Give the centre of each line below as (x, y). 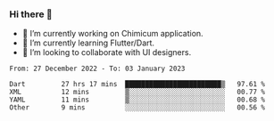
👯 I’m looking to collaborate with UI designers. (107, 52)
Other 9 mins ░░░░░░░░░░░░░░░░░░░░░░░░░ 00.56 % (137, 108)
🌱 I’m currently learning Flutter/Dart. (88, 43)
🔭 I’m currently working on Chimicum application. (112, 34)
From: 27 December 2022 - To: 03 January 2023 (97, 69)
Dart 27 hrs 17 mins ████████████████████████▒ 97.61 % (137, 85)
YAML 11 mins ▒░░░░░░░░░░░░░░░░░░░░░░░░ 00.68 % (137, 100)
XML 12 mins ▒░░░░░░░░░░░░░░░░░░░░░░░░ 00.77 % (137, 93)
